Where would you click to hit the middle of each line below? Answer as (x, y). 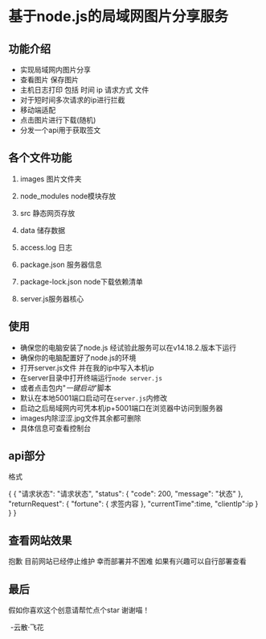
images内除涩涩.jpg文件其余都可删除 (81, 418)
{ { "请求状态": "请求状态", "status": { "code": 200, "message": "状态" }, (126, 494)
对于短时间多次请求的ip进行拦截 (72, 100)
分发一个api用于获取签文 (60, 130)
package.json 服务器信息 (61, 264)
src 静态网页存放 (47, 213)
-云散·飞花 (27, 627)
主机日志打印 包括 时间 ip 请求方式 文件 (84, 90)
